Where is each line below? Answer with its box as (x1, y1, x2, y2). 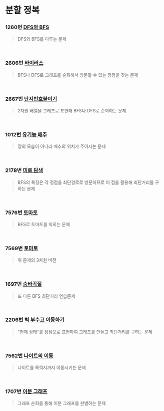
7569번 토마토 (5, 245, 38, 252)
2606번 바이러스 (5, 60, 43, 67)
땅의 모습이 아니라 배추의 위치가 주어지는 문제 (17, 143, 106, 149)
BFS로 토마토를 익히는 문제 (17, 221, 70, 227)
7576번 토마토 (5, 209, 38, 216)
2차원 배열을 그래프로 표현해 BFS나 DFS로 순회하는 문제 (17, 108, 126, 114)
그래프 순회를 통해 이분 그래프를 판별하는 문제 (17, 400, 106, 406)
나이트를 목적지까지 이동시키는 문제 (17, 364, 86, 371)
